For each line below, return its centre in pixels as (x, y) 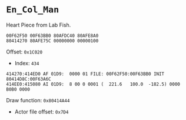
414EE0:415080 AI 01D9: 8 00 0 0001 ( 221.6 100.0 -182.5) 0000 (93, 84)
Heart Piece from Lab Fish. (39, 25)
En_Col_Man (33, 10)
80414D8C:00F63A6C (29, 79)
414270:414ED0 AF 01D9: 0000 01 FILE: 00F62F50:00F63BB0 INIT (85, 74)
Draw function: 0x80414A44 (38, 100)
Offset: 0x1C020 (24, 52)
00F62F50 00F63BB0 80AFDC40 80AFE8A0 (52, 36)
